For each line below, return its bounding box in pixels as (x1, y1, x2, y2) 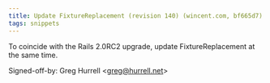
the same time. (8, 50, 58, 60)
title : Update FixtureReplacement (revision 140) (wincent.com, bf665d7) (8, 11, 264, 20)
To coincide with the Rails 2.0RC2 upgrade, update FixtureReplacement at (8, 41, 255, 51)
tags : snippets (8, 19, 60, 27)
